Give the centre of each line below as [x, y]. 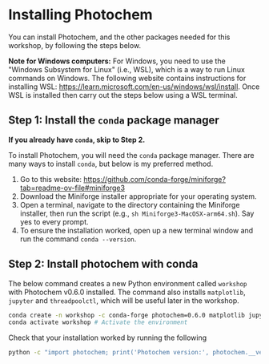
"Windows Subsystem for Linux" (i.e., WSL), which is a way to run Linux [127, 69]
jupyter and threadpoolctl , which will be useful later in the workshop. [124, 300]
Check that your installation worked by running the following [108, 338]
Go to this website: [51, 179]
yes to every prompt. [54, 221]
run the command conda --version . [78, 239]
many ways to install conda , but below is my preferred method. [111, 164]
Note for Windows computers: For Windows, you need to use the [117, 61]
